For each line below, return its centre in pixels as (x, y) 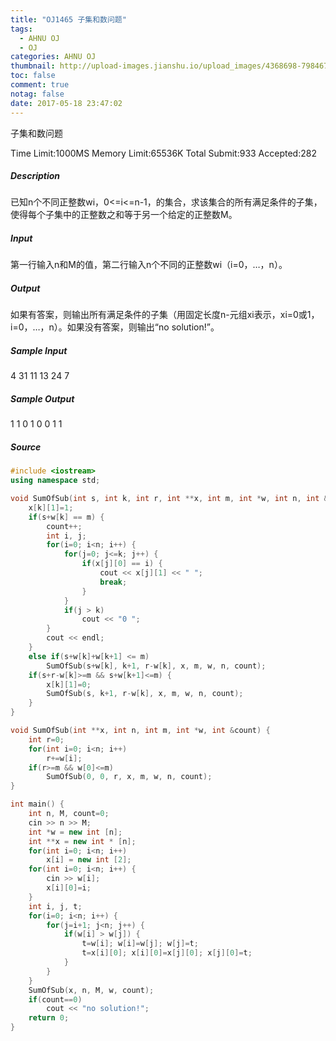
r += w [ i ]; (64, 758)
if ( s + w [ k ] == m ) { (66, 517)
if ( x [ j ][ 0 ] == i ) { (122, 564)
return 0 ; (49, 1018)
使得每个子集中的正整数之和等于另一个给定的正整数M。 (124, 215)
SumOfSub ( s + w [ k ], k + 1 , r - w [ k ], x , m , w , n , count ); (156, 666)
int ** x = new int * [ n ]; (82, 841)
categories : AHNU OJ (53, 57)
